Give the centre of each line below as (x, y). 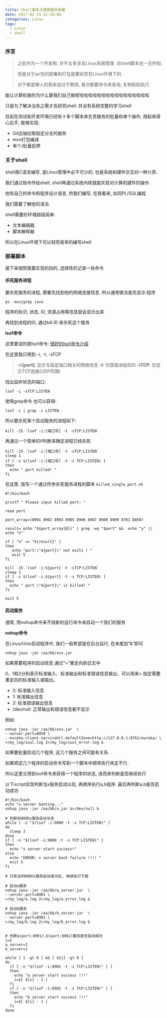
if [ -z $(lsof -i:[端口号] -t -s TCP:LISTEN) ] (56, 461)
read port (15, 511)
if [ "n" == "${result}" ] (33, 542)
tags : (11, 24)
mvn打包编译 (25, 140)
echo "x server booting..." (34, 804)
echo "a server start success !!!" (51, 975)
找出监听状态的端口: (26, 382)
